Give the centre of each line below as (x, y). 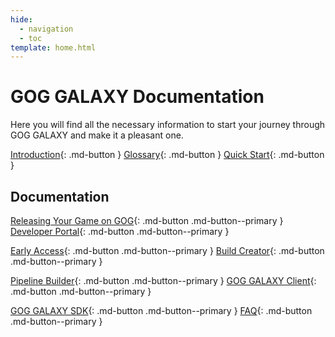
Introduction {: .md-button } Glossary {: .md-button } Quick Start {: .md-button (167, 155)
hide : (21, 19)
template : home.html (53, 47)
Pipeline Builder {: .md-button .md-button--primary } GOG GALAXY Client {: (163, 280)
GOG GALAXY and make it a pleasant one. (97, 135)
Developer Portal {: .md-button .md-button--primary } (120, 231)
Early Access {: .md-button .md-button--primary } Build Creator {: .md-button (167, 250)
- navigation (46, 29)
